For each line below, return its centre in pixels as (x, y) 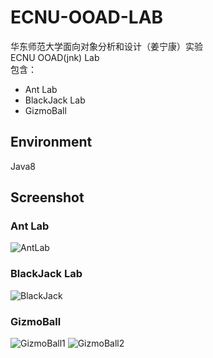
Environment (51, 142)
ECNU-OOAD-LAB (87, 17)
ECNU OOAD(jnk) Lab (55, 57)
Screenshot (47, 197)
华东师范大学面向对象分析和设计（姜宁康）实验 (106, 46)
